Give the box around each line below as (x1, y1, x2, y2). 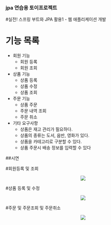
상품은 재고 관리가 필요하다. (20, 126, 73, 132)
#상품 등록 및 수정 (5, 185, 40, 191)
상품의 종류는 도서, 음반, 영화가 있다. (20, 133, 90, 139)
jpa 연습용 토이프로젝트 (5, 4, 57, 11)
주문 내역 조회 (20, 108, 47, 114)
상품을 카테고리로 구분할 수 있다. (20, 139, 82, 144)
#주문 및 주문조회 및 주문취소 (5, 205, 61, 211)
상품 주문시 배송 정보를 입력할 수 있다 (20, 145, 91, 151)
